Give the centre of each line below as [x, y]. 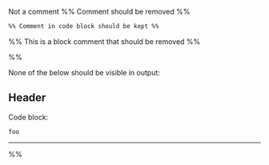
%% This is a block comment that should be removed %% [104, 41]
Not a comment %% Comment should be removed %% [99, 12]
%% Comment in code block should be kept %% [84, 26]
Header [27, 98]
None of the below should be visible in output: [84, 72]
